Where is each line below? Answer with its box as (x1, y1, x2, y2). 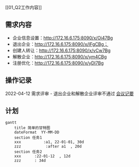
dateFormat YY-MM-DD (14, 130, 59, 135)
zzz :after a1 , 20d (14, 144, 82, 149)
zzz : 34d (14, 158, 46, 163)
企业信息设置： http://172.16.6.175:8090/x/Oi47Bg (12, 35, 113, 41)
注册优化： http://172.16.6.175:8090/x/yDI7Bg (12, 60, 104, 66)
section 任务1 (14, 135, 42, 140)
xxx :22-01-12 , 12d (14, 154, 71, 159)
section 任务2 (14, 149, 42, 154)
